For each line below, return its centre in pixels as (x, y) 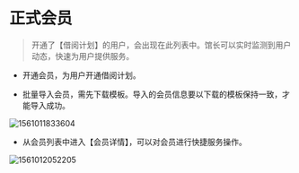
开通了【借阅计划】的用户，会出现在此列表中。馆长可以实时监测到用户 (161, 45)
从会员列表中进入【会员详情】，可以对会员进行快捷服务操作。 (134, 142)
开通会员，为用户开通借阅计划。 (81, 75)
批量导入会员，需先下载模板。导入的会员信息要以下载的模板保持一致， (152, 94)
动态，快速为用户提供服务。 (83, 56)
